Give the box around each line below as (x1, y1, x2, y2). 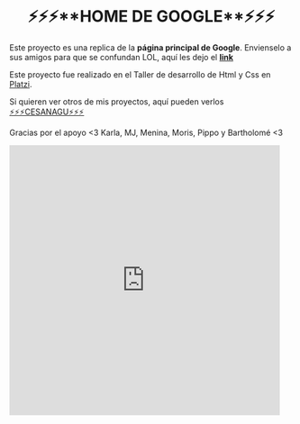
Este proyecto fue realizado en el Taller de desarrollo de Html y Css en (9, 68, 271, 80)
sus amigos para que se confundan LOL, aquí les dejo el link (9, 51, 234, 62)
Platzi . (9, 78, 32, 89)
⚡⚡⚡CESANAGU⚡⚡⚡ (9, 106, 85, 117)
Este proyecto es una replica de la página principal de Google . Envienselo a (9, 41, 292, 53)
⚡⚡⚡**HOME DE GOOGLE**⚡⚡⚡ (27, 6, 276, 27)
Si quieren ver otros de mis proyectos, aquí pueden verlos (9, 95, 224, 107)
